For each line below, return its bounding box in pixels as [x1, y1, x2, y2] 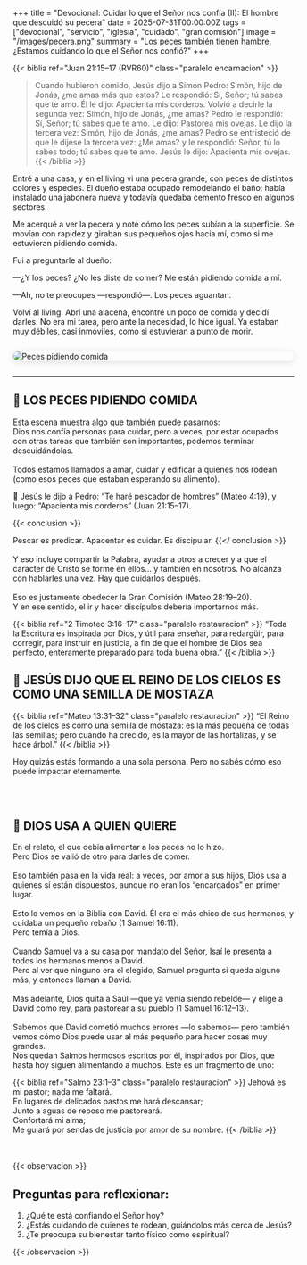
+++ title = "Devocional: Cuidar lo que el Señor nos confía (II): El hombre [12, 8, 279, 18]
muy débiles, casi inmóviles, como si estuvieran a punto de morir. [12, 326, 253, 336]
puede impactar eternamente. [12, 765, 122, 776]
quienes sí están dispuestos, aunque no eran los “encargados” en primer [12, 880, 281, 890]
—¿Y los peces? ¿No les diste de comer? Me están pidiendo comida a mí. [12, 272, 282, 283]
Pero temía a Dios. [12, 927, 80, 938]
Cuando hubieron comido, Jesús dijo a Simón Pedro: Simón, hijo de [34, 80, 283, 90]
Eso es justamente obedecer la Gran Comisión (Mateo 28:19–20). [12, 591, 252, 602]
